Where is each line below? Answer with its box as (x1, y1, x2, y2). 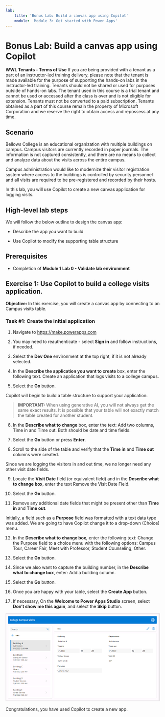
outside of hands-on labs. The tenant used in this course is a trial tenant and (5, 88, 160, 94)
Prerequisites (5, 252, 47, 261)
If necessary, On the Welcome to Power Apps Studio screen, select (12, 598, 150, 604)
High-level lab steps (5, 206, 68, 214)
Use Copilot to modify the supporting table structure (12, 238, 118, 244)
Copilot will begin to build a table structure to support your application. (5, 392, 148, 398)
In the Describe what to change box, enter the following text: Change (12, 534, 154, 541)
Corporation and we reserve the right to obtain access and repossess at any (5, 109, 160, 115)
